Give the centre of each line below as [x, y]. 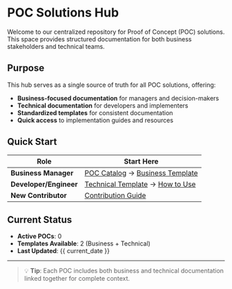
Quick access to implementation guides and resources [95, 120]
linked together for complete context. [77, 279]
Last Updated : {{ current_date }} [64, 251]
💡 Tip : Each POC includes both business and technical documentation [124, 271]
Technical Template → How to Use [140, 184]
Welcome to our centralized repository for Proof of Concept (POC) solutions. [116, 32]
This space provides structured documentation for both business [99, 39]
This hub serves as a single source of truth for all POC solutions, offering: [112, 85]
